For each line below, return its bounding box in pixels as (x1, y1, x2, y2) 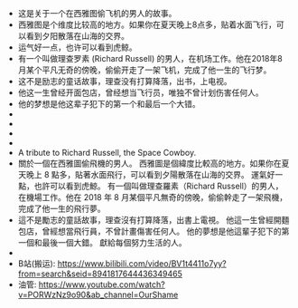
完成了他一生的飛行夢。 (17, 203, 106, 214)
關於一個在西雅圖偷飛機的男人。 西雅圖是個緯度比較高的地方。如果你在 (17, 158, 282, 168)
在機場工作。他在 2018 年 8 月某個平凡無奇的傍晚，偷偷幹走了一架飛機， (17, 192, 287, 202)
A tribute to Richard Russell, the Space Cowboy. (17, 148, 197, 158)
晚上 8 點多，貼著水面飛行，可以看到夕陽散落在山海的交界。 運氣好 (25, 169, 275, 179)
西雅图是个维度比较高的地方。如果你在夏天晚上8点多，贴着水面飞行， (17, 19, 277, 30)
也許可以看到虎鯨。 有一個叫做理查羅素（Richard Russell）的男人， (33, 180, 284, 191)
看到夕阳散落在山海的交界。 (25, 31, 129, 41)
